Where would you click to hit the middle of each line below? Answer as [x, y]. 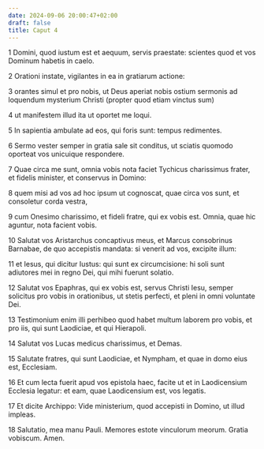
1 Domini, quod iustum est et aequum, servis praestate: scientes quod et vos [132, 53]
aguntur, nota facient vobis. [52, 225]
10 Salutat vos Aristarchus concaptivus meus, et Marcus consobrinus [120, 241]
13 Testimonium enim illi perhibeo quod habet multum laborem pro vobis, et [130, 320]
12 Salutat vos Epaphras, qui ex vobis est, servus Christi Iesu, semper [121, 288]
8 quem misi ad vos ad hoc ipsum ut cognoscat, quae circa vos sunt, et [124, 193]
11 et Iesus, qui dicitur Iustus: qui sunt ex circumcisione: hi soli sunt [116, 264]
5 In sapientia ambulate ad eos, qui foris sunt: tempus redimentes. [115, 130]
